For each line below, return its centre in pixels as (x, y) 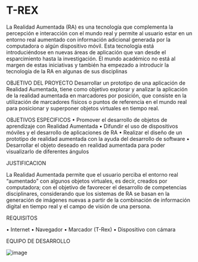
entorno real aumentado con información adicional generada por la (89, 39)
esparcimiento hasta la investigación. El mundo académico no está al (91, 58)
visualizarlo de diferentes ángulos (48, 151)
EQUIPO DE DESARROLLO (38, 241)
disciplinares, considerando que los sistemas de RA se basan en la (88, 193)
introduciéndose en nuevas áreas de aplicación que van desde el (86, 52)
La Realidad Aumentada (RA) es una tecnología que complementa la (90, 27)
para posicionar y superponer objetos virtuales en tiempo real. (83, 108)
